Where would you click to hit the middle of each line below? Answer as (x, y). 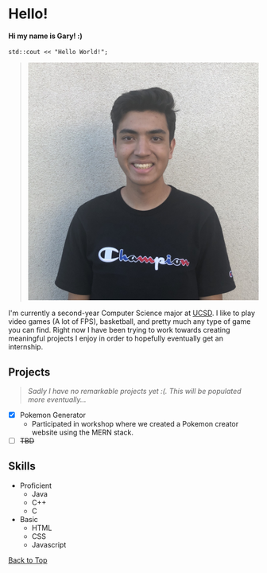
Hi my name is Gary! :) (46, 36)
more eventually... (57, 400)
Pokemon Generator (52, 415)
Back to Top (28, 560)
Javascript (49, 544)
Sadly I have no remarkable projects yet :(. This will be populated (134, 391)
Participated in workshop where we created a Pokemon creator (135, 424)
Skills (22, 466)
